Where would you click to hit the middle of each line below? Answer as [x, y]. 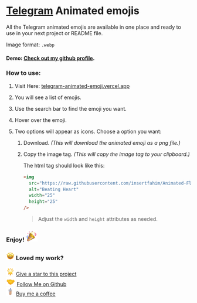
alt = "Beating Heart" [54, 189]
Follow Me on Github [42, 284]
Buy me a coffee [35, 294]
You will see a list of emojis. [48, 97]
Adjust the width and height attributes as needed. [98, 219]
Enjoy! [15, 240]
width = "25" [42, 195]
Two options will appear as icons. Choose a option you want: [88, 131]
